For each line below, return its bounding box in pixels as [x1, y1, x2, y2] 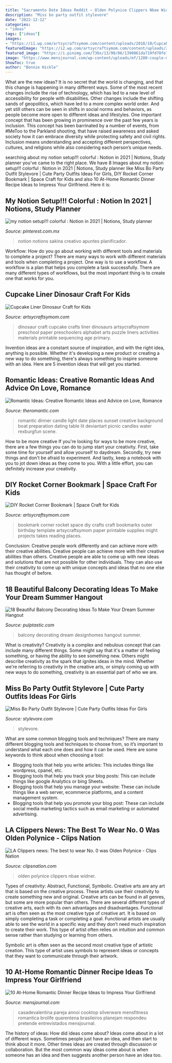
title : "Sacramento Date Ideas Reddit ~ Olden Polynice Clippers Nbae [5, 7, 159, 13]
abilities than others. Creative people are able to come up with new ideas [5, 554, 159, 560]
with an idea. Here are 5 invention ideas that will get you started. [5, 360, 141, 367]
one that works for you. [5, 275, 55, 281]
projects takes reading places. [17, 533, 82, 539]
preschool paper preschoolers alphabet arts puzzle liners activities [17, 329, 159, 335]
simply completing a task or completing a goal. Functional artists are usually [5, 915, 165, 922]
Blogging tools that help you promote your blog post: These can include [12, 800, 164, 806]
